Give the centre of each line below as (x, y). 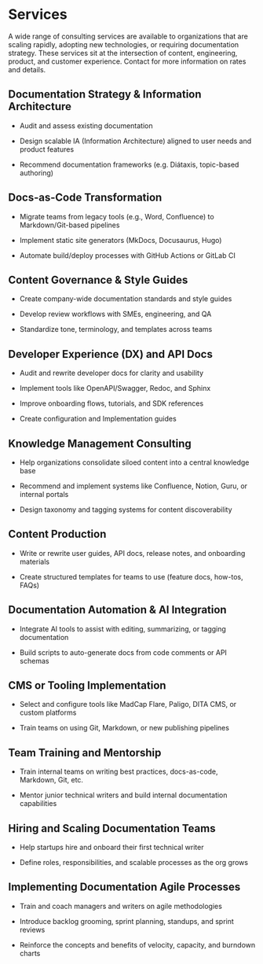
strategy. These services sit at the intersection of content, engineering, (123, 53)
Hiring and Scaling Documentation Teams (112, 828)
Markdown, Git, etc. (51, 780)
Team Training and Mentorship (85, 752)
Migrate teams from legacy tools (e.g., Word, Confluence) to (117, 216)
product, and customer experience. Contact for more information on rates (127, 61)
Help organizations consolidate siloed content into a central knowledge (134, 462)
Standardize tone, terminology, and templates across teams (116, 329)
